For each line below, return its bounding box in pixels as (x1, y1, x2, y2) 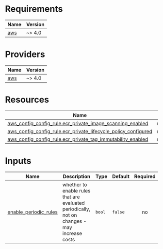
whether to (62, 181, 87, 188)
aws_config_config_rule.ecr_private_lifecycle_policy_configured (7, 128, 153, 134)
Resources (5, 94, 49, 105)
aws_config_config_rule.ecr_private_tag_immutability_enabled (7, 135, 148, 142)
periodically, (62, 206, 91, 212)
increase (62, 230, 82, 237)
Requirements (5, 3, 63, 15)
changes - (62, 218, 87, 225)
